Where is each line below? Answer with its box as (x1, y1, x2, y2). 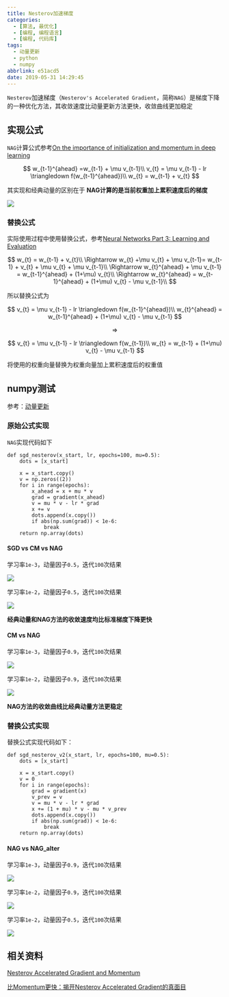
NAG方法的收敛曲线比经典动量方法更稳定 (7, 703, 123, 710)
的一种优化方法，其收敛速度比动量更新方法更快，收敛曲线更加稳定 (7, 102, 193, 110)
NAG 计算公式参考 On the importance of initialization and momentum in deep (7, 143, 216, 152)
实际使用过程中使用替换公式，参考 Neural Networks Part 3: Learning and (7, 235, 210, 243)
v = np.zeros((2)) (19, 476, 72, 482)
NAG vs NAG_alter (7, 844, 60, 852)
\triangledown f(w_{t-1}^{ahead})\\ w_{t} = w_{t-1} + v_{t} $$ (30, 172, 200, 180)
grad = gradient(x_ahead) (31, 493, 106, 501)
